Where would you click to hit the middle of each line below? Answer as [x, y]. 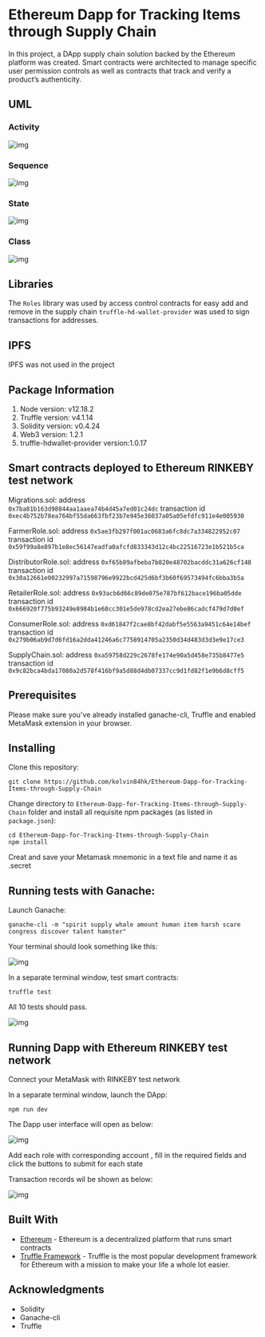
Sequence [29, 165]
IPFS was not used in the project [61, 364]
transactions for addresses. [53, 320]
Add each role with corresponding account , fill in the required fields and [128, 1156]
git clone [25, 782]
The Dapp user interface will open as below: [81, 1124]
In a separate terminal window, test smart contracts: [94, 977]
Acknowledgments [57, 1289]
